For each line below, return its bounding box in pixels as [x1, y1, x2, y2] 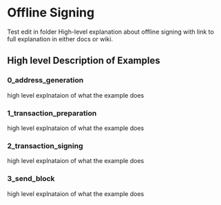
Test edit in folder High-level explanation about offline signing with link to [7, 28, 215, 36]
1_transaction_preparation [7, 108, 97, 118]
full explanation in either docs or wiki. [7, 34, 114, 43]
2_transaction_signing [7, 141, 83, 151]
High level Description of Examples [7, 55, 160, 67]
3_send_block [7, 174, 55, 184]
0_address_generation [7, 76, 84, 85]
